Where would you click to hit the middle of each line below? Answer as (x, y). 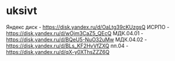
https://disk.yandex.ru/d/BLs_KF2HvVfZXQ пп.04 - (67, 46)
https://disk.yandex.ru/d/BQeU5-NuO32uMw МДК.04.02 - (77, 39)
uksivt (22, 11)
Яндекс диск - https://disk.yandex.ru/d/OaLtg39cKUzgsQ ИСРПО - (88, 27)
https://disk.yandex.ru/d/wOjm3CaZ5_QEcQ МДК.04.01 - (75, 33)
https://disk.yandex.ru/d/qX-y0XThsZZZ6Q (58, 52)
